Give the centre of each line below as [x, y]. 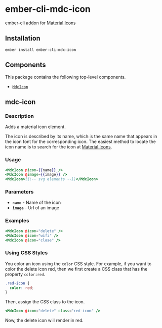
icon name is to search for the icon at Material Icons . [59, 147]
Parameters [19, 192]
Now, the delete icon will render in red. [44, 321]
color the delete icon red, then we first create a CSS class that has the [76, 269]
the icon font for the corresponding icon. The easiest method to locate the [81, 141]
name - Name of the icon [37, 203]
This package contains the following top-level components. [65, 77]
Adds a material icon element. [35, 127]
